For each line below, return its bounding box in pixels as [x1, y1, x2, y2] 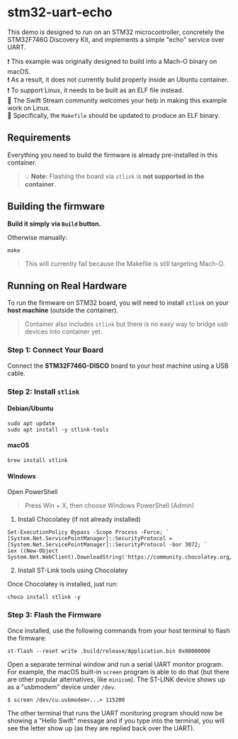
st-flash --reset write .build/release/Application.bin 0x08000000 [7, 647, 211, 655]
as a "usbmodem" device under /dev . [7, 682, 116, 691]
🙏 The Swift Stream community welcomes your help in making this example [7, 96, 227, 104]
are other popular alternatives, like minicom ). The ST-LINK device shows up [7, 675, 225, 684]
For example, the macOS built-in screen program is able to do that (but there [7, 667, 229, 676]
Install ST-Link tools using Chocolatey [17, 566, 128, 575]
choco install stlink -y [7, 593, 81, 601]
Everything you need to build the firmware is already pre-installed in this [7, 150, 218, 159]
